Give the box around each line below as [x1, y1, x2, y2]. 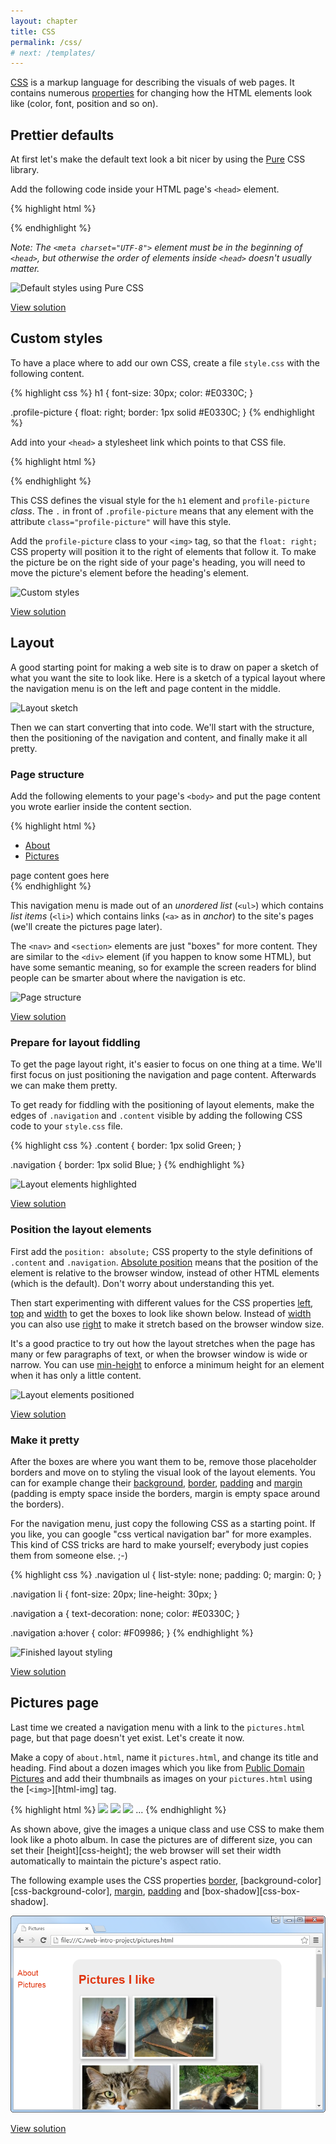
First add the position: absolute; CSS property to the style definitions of [10, 1245, 313, 1257]
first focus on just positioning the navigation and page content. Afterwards [10, 1069, 317, 1081]
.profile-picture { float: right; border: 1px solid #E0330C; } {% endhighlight [10, 406, 315, 418]
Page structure [10, 767, 85, 781]
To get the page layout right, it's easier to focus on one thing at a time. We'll [10, 1058, 323, 1070]
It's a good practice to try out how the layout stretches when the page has [10, 1337, 316, 1349]
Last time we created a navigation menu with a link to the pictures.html [10, 1721, 306, 1733]
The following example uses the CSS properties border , [10, 1874, 238, 1886]
